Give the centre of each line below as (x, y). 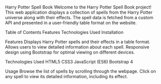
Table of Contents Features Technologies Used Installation (64, 32)
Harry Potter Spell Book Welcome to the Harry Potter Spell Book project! (78, 7)
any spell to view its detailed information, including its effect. (66, 76)
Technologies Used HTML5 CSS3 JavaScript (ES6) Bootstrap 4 (69, 62)
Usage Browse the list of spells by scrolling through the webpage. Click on (80, 71)
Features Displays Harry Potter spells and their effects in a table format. (78, 42)
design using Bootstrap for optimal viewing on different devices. (70, 52)
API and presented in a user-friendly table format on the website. (71, 23)
